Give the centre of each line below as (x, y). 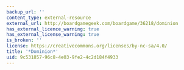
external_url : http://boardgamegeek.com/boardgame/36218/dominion (92, 23)
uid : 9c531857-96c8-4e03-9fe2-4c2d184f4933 (62, 57)
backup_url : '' (26, 12)
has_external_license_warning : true (53, 35)
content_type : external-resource (49, 18)
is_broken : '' (24, 40)
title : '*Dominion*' (33, 52)
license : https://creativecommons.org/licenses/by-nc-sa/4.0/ (87, 46)
